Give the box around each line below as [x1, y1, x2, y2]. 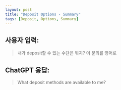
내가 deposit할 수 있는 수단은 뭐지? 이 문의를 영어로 [17, 50, 117, 56]
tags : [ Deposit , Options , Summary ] [5, 16, 79, 21]
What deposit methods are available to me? [17, 80, 106, 85]
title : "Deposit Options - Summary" [5, 12, 81, 17]
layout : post [5, 7, 32, 12]
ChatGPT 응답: [5, 66, 50, 74]
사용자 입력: [5, 36, 39, 45]
